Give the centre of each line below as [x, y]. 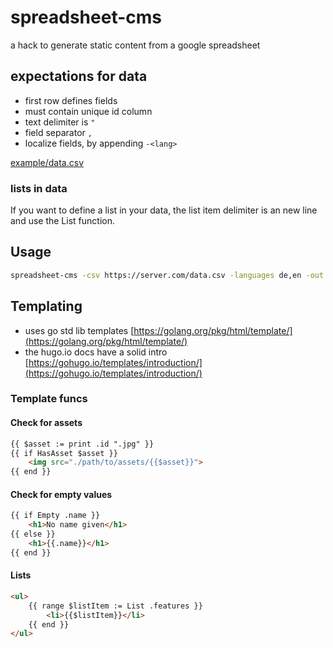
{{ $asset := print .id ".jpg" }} [82, 444]
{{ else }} [33, 534]
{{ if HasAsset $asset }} [64, 453]
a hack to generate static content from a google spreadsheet [135, 45]
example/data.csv [47, 162]
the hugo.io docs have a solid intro [96, 352]
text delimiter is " [60, 122]
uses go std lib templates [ [79, 330]
